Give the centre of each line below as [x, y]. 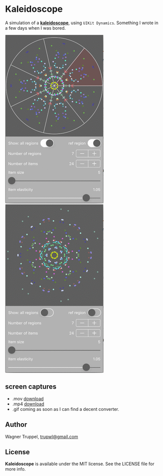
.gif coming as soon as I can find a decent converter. [66, 409]
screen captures [31, 387]
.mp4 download [28, 404]
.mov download [28, 398]
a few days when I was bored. [35, 28]
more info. [16, 469]
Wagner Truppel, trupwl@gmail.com [42, 436]
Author [16, 425]
